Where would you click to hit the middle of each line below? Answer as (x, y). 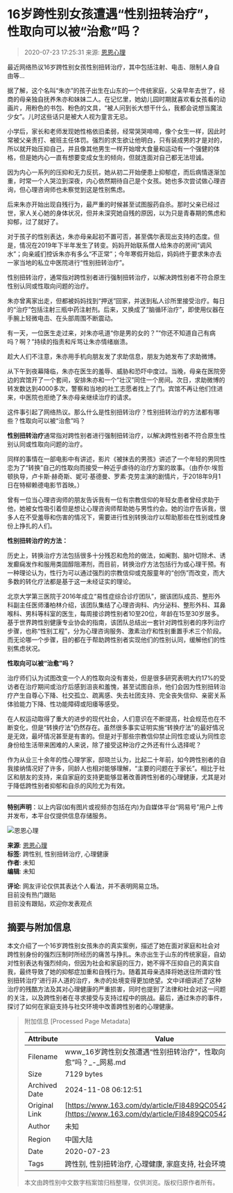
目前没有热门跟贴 (32, 895)
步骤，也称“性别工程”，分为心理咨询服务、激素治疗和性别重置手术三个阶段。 (116, 631)
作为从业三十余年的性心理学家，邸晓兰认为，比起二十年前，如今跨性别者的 (113, 759)
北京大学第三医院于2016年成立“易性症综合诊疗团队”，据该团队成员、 (105, 596)
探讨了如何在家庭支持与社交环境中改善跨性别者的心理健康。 (92, 1006)
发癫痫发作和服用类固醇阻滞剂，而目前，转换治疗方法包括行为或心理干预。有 (116, 564)
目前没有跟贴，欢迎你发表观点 (50, 903)
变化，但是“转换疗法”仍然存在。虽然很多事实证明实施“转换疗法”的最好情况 (119, 727)
